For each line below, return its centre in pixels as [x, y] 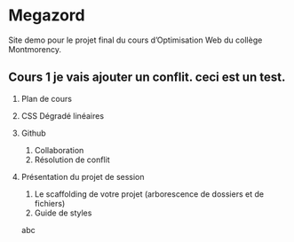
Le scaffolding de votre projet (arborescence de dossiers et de [149, 194]
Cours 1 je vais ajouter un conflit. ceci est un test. [147, 78]
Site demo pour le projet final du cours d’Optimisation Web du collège [135, 40]
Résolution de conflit [72, 160]
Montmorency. [35, 49]
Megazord [47, 16]
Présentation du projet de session [83, 176]
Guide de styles [63, 213]
